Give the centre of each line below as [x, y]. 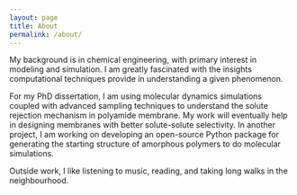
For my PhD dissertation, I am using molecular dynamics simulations [136, 96]
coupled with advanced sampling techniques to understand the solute [139, 106]
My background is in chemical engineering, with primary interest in [133, 60]
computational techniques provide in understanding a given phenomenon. [146, 79]
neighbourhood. [39, 181]
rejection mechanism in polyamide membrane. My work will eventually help [148, 115]
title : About [34, 26]
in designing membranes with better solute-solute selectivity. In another [143, 125]
